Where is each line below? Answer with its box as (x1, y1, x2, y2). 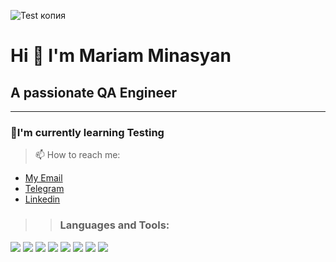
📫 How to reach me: (34, 149, 121, 161)
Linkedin (24, 193, 61, 205)
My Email (24, 172, 63, 184)
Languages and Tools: (59, 218, 170, 232)
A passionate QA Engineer (10, 84, 178, 101)
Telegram (24, 183, 65, 195)
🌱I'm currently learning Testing (10, 125, 165, 139)
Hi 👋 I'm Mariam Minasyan (10, 45, 232, 67)
